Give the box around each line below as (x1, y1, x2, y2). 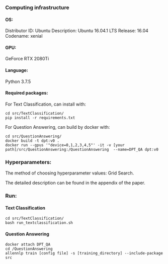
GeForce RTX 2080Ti (5, 56, 49, 62)
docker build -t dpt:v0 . (5, 138, 59, 143)
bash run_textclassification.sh (5, 220, 73, 225)
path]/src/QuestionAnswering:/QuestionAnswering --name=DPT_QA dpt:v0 (5, 147, 158, 152)
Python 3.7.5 (5, 78, 31, 84)
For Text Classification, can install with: (5, 101, 87, 107)
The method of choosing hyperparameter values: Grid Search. (5, 170, 134, 176)
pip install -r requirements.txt (5, 115, 75, 120)
